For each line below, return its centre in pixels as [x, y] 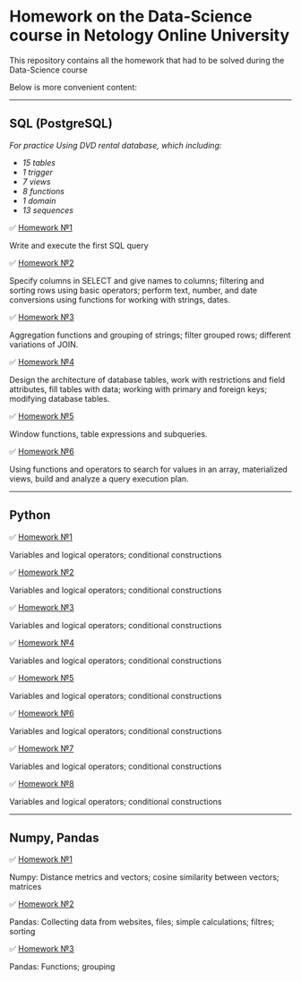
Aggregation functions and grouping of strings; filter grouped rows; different [150, 335]
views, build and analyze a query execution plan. [99, 478]
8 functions [43, 191]
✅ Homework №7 [42, 748]
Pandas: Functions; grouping [62, 967]
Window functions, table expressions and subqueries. [108, 434]
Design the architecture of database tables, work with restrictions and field [147, 380]
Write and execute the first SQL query [79, 245]
